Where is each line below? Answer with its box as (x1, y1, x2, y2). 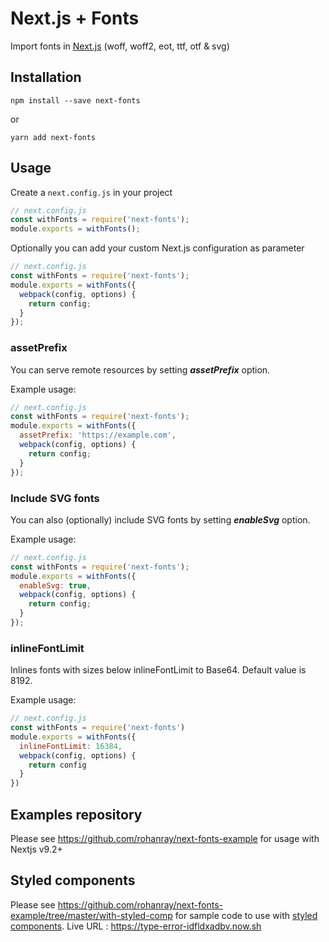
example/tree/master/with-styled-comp (10, 909, 173, 921)
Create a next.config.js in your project (10, 186, 173, 198)
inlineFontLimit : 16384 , (19, 741, 123, 751)
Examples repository (10, 806, 143, 823)
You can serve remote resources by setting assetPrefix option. (10, 363, 271, 376)
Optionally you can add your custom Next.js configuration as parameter (10, 242, 305, 254)
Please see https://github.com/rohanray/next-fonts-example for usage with (10, 833, 320, 845)
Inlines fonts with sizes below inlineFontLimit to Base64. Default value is (10, 664, 307, 676)
